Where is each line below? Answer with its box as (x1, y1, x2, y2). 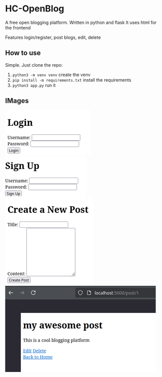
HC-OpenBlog (5, 3, 65, 14)
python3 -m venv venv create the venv (12, 72, 91, 78)
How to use (5, 49, 41, 57)
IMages (5, 96, 29, 105)
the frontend (5, 24, 31, 30)
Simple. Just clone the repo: (5, 62, 63, 68)
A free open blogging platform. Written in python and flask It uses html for (5, 19, 157, 25)
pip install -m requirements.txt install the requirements (12, 77, 132, 83)
